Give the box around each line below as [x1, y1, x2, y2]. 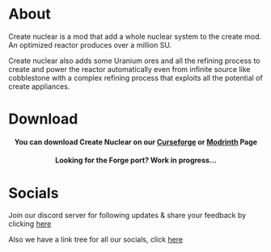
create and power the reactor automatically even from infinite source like [8, 64, 251, 73]
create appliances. [8, 82, 70, 91]
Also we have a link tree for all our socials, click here [8, 235, 184, 245]
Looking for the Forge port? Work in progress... [55, 155, 217, 166]
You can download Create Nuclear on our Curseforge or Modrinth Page [15, 136, 257, 146]
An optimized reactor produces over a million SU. [8, 40, 172, 49]
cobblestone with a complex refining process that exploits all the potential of [8, 73, 263, 82]
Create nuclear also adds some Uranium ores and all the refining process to [8, 56, 260, 65]
